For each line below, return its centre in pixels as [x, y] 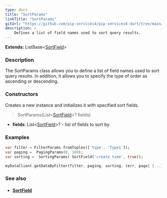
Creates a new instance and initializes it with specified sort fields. [72, 105]
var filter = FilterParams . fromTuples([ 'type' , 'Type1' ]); [68, 147]
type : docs [16, 10]
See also [16, 179]
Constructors [22, 94]
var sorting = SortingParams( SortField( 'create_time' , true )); [74, 157]
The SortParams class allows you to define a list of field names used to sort [83, 71]
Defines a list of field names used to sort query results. [78, 33]
